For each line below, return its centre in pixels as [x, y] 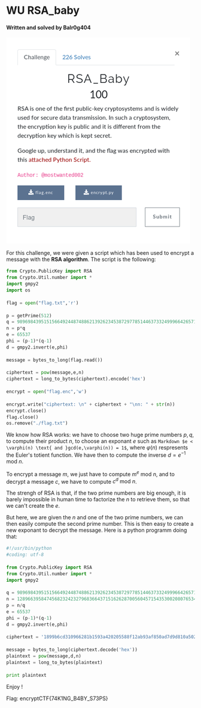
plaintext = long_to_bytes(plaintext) [54, 662]
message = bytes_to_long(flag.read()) [54, 360]
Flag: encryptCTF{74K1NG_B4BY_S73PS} [57, 698]
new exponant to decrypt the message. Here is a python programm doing [97, 530]
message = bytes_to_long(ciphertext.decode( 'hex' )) [72, 650]
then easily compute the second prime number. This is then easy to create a [100, 524]
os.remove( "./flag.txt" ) [37, 423]
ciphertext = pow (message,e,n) [45, 373]
